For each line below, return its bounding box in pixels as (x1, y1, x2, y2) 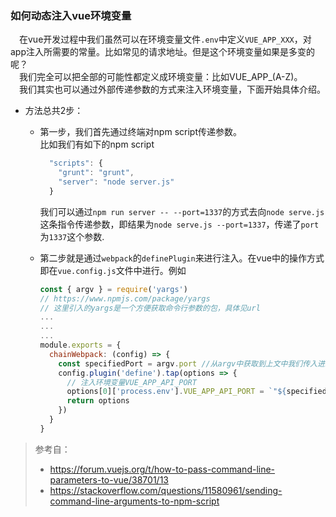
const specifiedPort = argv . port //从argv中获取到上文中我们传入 (58, 358, 318, 369)
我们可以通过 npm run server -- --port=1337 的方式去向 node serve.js (39, 205, 325, 217)
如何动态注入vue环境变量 (10, 8, 132, 22)
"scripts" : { (48, 158, 103, 169)
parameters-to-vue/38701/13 (49, 473, 169, 486)
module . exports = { (39, 340, 122, 351)
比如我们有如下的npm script (39, 138, 155, 151)
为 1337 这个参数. (39, 230, 105, 242)
